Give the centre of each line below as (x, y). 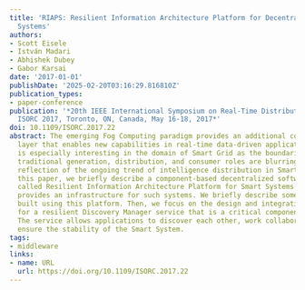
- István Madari (40, 52)
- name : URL (32, 263)
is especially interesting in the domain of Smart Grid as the (139, 153)
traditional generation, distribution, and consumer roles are (139, 161)
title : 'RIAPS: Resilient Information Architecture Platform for (135, 18)
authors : (26, 35)
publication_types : (46, 94)
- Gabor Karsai (38, 69)
